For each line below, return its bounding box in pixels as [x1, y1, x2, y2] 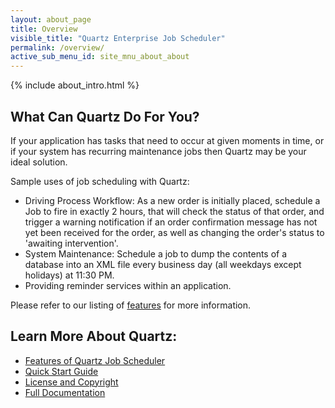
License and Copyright [24, 376, 119, 388]
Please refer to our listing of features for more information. [10, 299, 252, 311]
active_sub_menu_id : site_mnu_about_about [10, 52, 190, 62]
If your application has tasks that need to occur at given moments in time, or [10, 134, 325, 146]
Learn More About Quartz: [10, 328, 178, 345]
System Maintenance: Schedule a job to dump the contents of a [24, 247, 288, 260]
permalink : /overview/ [10, 42, 105, 53]
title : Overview [10, 24, 78, 34]
